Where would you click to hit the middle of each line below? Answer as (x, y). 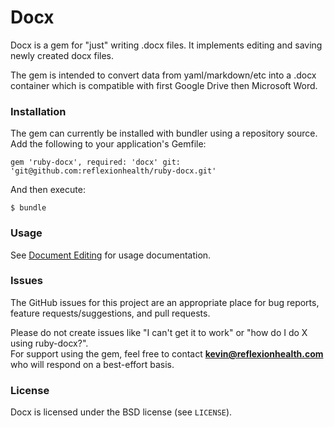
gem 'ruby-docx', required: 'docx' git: (96, 162)
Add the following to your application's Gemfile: (108, 144)
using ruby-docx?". (49, 343)
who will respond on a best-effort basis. (92, 364)
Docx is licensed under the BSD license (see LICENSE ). (121, 412)
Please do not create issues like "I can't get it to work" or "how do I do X (159, 332)
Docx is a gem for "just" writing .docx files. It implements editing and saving (166, 45)
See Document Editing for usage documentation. (111, 255)
